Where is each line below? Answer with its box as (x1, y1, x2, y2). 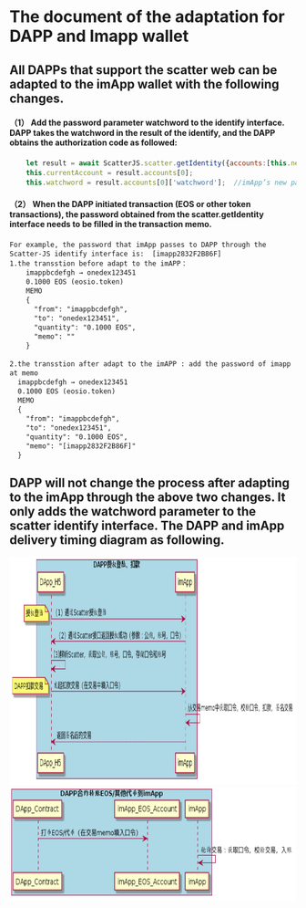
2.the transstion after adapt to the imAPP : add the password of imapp (9, 359, 291, 369)
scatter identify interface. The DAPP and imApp (9, 518, 285, 533)
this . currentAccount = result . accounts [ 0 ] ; (25, 168, 194, 177)
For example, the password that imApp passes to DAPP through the (9, 240, 267, 249)
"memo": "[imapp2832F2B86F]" (25, 441, 137, 451)
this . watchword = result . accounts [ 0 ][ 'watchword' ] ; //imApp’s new (25, 178, 287, 187)
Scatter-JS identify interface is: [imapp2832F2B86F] (9, 249, 222, 258)
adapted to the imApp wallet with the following (9, 76, 280, 92)
